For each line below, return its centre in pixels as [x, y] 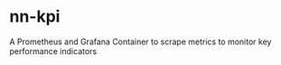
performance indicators [53, 51]
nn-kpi [35, 17]
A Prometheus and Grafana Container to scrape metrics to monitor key [140, 42]
